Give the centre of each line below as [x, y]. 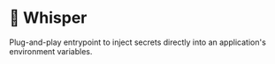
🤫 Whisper [48, 18]
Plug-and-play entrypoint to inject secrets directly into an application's [138, 42]
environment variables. [51, 51]
